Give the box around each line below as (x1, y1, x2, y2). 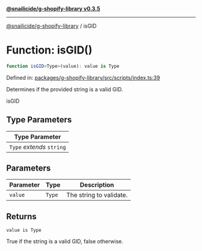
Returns (6, 211, 37, 222)
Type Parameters (6, 115, 72, 125)
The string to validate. (66, 191, 128, 199)
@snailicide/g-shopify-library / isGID (6, 22, 97, 29)
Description (80, 181, 114, 189)
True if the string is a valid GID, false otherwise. (6, 238, 123, 245)
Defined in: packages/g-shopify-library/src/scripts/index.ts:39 (6, 74, 161, 81)
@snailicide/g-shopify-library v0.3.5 (6, 5, 100, 12)
